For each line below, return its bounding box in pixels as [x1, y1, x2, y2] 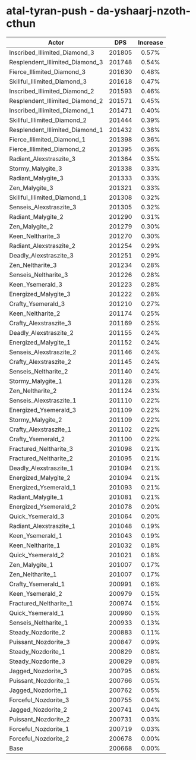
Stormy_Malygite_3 [9, 164, 62, 172]
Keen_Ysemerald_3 [9, 280, 62, 288]
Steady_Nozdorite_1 [9, 647, 65, 655]
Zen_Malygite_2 [9, 222, 53, 230]
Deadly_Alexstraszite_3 [9, 251, 74, 259]
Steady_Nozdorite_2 [9, 628, 65, 636]
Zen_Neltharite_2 [9, 387, 57, 395]
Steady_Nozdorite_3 [9, 657, 65, 665]
